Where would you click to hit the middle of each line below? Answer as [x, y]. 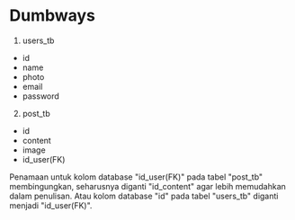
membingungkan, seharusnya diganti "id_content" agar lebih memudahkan [147, 186]
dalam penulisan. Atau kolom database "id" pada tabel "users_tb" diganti [144, 196]
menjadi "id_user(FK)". [51, 205]
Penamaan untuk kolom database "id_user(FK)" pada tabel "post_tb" [136, 177]
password [41, 96]
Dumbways [53, 16]
